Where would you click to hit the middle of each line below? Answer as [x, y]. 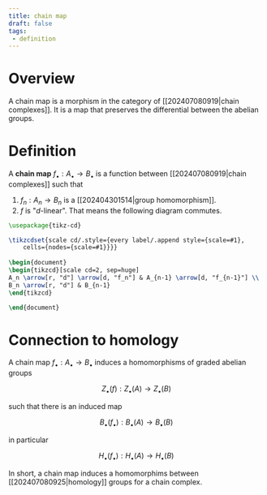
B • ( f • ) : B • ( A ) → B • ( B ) [136, 423]
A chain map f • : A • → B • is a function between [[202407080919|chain [128, 174]
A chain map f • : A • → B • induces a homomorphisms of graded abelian [127, 364]
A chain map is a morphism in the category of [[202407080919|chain [124, 101]
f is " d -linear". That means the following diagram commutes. [121, 210]
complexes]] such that [46, 184]
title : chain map [38, 16]
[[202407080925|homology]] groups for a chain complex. [106, 482]
